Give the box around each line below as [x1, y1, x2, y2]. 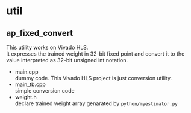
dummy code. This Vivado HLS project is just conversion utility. [14, 75, 172, 81]
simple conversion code [14, 87, 75, 94]
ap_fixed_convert [6, 28, 74, 38]
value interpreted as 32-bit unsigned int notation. [6, 57, 128, 63]
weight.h [14, 94, 37, 100]
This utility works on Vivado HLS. [6, 44, 89, 51]
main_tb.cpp [14, 81, 46, 88]
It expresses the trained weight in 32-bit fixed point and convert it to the [6, 50, 185, 57]
